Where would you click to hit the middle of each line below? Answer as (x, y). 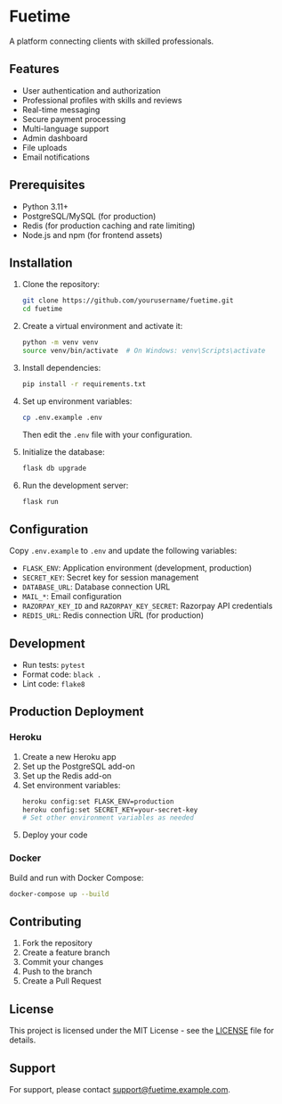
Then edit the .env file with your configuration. (107, 434)
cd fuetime (42, 309)
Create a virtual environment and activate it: (102, 326)
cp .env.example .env (62, 417)
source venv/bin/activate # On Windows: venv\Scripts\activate (144, 350)
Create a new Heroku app (69, 756)
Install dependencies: (61, 367)
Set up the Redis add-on (67, 775)
